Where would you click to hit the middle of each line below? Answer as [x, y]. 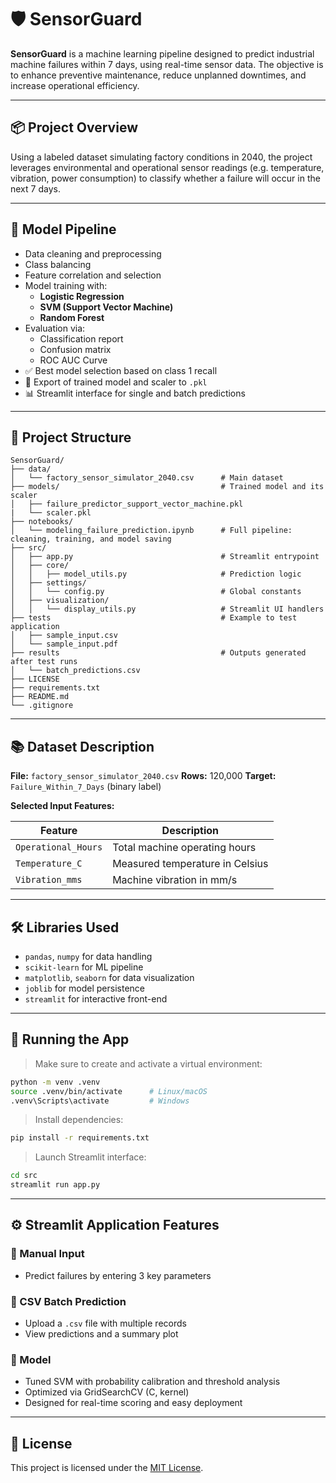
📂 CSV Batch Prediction [68, 1301]
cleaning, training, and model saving [91, 539]
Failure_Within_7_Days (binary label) [86, 787]
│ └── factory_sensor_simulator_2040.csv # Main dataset [147, 478]
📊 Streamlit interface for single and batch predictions [135, 393]
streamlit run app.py [55, 1185]
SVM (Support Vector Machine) [106, 307]
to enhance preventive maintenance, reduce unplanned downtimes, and [158, 75]
